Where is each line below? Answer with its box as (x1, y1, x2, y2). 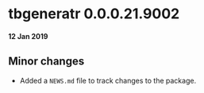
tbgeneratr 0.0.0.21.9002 (8, 5, 180, 23)
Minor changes (8, 55, 85, 68)
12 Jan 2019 (8, 31, 48, 41)
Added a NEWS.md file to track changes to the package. (19, 76, 197, 85)
